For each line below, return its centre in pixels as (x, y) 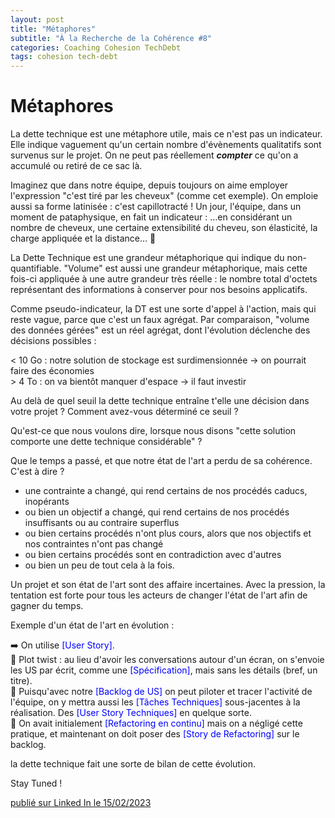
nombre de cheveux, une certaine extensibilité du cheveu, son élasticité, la (164, 228)
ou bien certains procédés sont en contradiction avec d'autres (153, 555)
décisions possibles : (53, 341)
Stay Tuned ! (36, 783)
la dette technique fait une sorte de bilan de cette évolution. (133, 764)
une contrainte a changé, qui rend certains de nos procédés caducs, (166, 491)
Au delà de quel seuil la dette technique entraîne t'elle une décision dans (160, 401)
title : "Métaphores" (53, 29)
